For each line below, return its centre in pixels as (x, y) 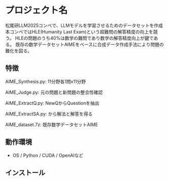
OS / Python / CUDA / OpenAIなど (48, 155)
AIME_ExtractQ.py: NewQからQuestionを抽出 (53, 103)
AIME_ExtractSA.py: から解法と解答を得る (49, 114)
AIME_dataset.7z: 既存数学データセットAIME (52, 124)
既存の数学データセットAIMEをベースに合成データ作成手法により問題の (89, 44)
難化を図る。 (19, 51)
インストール (25, 173)
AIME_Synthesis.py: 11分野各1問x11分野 (46, 81)
